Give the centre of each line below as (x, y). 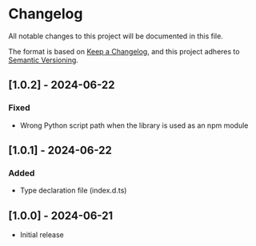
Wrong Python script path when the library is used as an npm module (134, 125)
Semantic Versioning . (43, 60)
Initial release (42, 235)
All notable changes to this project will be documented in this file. (116, 36)
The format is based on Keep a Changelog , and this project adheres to (124, 51)
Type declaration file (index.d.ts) (73, 190)
